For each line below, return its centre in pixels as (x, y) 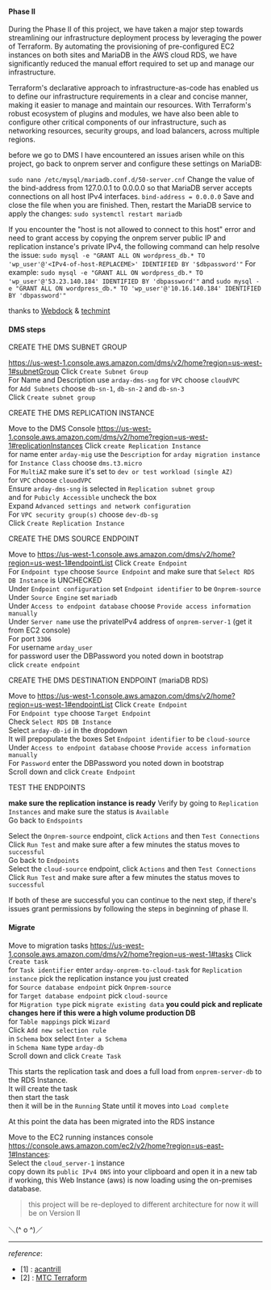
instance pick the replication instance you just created (98, 978)
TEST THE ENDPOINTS (47, 788)
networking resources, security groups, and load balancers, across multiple (134, 131)
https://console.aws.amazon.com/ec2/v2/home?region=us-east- (116, 1145)
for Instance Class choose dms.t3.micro (75, 463)
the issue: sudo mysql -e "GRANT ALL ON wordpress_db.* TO (107, 256)
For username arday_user (50, 648)
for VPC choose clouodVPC (50, 480)
